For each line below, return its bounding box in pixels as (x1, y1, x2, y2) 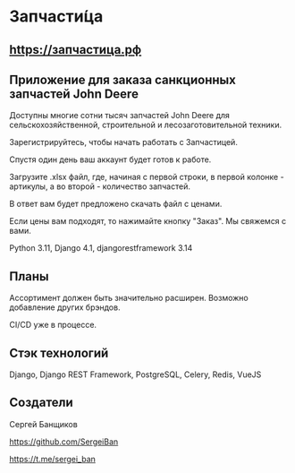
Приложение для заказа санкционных (9, 72, 237, 87)
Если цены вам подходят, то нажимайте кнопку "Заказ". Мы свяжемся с (9, 216, 287, 227)
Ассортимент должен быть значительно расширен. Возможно (9, 293, 249, 304)
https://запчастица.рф (9, 42, 142, 57)
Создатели (9, 395, 73, 410)
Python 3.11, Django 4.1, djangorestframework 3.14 (9, 243, 193, 254)
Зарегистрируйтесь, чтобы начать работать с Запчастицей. (9, 137, 239, 148)
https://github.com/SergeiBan (9, 436, 119, 447)
